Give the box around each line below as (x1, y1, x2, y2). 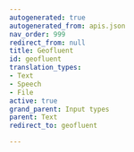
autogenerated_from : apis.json (9, 21, 126, 30)
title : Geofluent (9, 46, 74, 55)
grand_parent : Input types (9, 105, 110, 114)
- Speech (9, 80, 42, 89)
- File (9, 88, 34, 97)
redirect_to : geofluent (9, 122, 98, 131)
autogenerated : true (9, 13, 87, 22)
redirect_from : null (9, 38, 87, 47)
